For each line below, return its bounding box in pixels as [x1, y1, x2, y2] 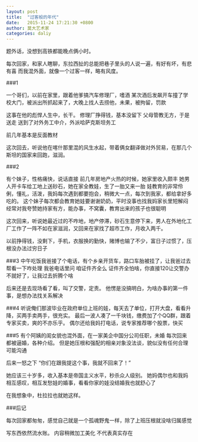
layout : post [6, 8, 38, 15]
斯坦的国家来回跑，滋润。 [6, 151, 68, 158]
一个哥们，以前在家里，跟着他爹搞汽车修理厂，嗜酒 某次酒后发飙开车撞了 [6, 92, 183, 99]
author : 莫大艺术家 [6, 25, 49, 31]
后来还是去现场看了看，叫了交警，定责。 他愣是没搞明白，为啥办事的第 [6, 285, 178, 292]
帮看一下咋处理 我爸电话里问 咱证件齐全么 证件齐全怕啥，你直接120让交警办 [6, 265, 190, 272]
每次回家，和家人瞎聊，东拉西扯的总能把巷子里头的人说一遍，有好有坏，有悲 [6, 60, 192, 67]
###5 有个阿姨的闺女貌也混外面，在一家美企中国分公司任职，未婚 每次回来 [6, 332, 187, 339]
